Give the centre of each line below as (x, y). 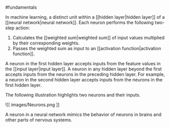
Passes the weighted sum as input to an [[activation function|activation (87, 48)
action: (23, 28)
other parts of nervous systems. (39, 120)
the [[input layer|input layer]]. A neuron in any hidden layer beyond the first (83, 69)
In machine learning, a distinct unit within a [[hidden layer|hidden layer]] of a (85, 17)
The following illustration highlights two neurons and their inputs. (73, 95)
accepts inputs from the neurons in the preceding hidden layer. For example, (85, 74)
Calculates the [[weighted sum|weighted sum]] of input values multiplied (89, 38)
